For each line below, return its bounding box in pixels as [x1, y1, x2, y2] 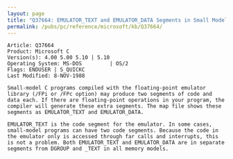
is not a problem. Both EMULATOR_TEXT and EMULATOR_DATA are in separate [7, 140, 225, 147]
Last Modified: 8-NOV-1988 [7, 72, 85, 80]
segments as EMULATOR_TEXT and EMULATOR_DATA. [7, 109, 144, 116]
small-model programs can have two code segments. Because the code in [7, 127, 218, 134]
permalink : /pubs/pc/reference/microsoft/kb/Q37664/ [7, 23, 163, 30]
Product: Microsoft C [7, 48, 70, 56]
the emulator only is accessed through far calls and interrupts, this [7, 133, 218, 140]
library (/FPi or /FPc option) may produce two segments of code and [7, 91, 213, 98]
